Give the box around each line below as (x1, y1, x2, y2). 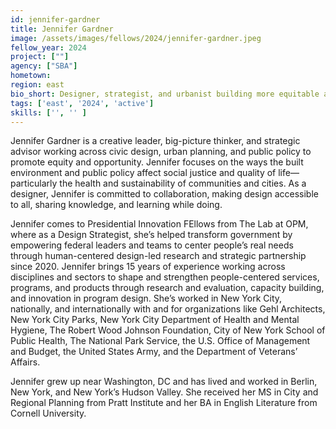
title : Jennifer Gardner (10, 24, 114, 34)
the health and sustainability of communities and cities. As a (59, 177, 307, 190)
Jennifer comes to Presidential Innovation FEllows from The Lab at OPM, (10, 218, 309, 230)
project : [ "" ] (10, 52, 70, 62)
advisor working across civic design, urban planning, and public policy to (10, 146, 312, 158)
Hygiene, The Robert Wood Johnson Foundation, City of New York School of (10, 324, 326, 336)
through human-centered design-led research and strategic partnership (10, 250, 307, 262)
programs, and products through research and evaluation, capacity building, (10, 282, 325, 294)
